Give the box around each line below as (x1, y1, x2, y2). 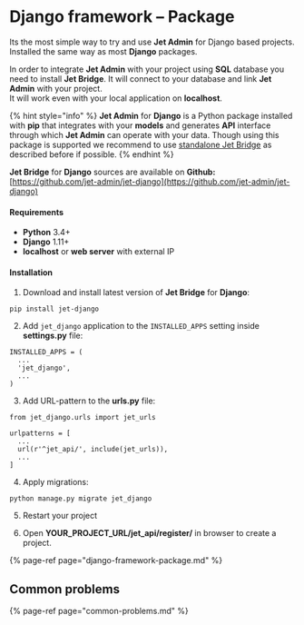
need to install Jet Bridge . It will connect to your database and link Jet (9, 73, 272, 84)
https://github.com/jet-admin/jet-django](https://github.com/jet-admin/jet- (12, 175, 290, 187)
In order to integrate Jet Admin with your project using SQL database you (9, 64, 285, 74)
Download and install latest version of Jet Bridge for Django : (22, 287, 250, 298)
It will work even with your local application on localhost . (9, 93, 222, 104)
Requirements (9, 206, 64, 217)
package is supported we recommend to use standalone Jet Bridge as (9, 139, 272, 150)
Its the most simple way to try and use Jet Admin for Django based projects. (9, 36, 295, 47)
